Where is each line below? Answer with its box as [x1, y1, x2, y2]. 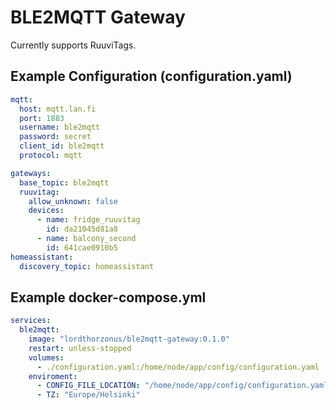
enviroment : [28, 371, 78, 381]
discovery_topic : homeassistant [19, 261, 155, 271]
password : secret [19, 132, 92, 142]
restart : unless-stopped [28, 343, 132, 353]
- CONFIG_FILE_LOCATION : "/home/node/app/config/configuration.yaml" [36, 381, 333, 391]
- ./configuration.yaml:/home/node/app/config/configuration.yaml [36, 362, 320, 372]
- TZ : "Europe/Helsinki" [36, 390, 141, 400]
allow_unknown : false [28, 196, 118, 206]
